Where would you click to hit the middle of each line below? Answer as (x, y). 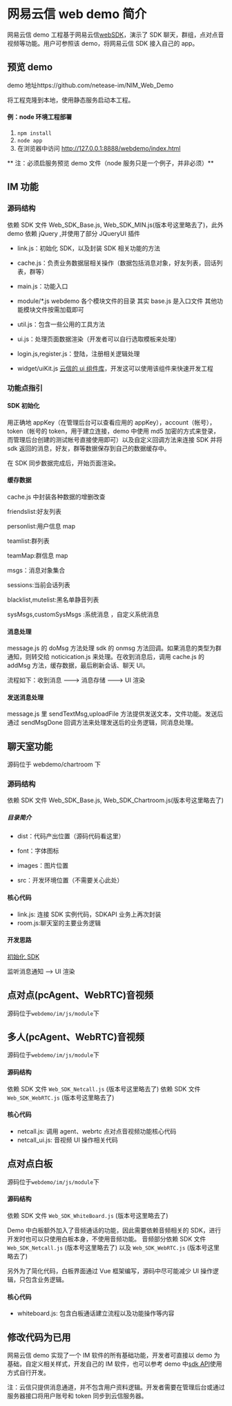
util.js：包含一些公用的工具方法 (61, 324)
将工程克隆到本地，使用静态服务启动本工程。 (71, 100)
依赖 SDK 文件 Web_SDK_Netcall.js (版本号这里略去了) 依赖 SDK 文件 (104, 1089)
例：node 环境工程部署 (40, 117)
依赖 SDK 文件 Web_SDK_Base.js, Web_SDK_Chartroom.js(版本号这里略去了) (116, 800)
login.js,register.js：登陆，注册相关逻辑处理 (78, 353)
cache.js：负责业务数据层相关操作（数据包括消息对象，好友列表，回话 (117, 263)
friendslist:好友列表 (35, 511)
